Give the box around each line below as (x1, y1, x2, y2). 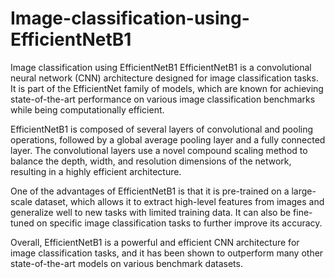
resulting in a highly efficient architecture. (10, 165, 182, 177)
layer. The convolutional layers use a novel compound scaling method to (10, 144, 308, 156)
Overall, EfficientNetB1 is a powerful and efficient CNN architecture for (10, 236, 300, 248)
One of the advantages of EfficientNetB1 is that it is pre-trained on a (10, 185, 290, 197)
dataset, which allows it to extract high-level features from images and (34, 195, 325, 207)
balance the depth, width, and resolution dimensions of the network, (10, 155, 292, 167)
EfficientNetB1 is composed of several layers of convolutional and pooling (10, 123, 314, 135)
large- (291, 185, 317, 197)
